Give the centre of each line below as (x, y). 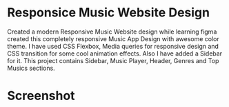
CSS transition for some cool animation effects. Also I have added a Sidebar (115, 53)
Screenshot (41, 96)
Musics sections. (31, 68)
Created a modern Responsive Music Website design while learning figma (112, 32)
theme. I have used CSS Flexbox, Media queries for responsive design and (113, 46)
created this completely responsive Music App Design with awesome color (113, 38)
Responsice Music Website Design (109, 13)
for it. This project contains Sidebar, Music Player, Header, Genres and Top (113, 60)
